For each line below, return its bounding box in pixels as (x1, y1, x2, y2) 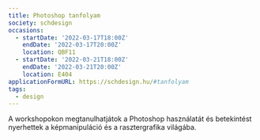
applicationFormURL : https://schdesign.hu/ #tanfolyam (8, 78, 190, 85)
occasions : (8, 26, 44, 34)
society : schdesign (8, 19, 73, 27)
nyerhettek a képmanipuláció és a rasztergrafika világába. (8, 123, 197, 132)
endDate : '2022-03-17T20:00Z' (22, 41, 122, 49)
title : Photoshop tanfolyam (8, 11, 101, 20)
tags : (8, 85, 26, 93)
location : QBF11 (22, 48, 77, 56)
